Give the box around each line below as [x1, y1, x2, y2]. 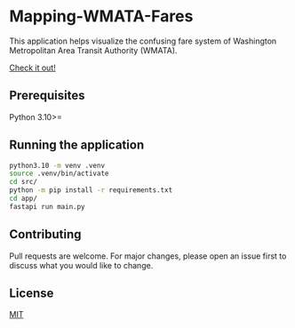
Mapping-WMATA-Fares [9, 6, 194, 27]
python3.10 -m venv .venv [9, 161, 105, 170]
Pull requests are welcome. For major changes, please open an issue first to [9, 251, 287, 261]
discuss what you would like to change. [9, 260, 154, 270]
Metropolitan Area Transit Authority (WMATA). [9, 44, 178, 55]
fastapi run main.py [9, 202, 86, 211]
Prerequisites [9, 88, 85, 103]
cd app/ [9, 194, 38, 204]
